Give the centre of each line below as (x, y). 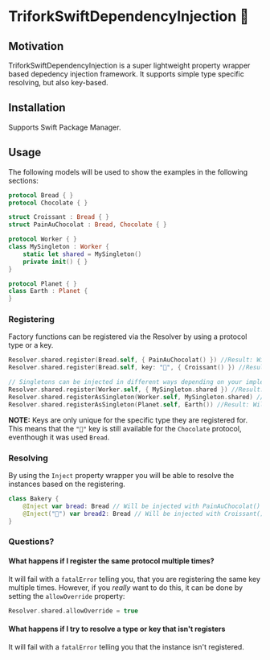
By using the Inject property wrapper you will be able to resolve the (121, 475)
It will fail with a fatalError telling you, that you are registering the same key (135, 579)
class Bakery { (34, 498)
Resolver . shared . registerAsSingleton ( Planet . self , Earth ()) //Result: (129, 404)
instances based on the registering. (67, 484)
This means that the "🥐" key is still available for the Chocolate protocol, (125, 428)
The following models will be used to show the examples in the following (128, 171)
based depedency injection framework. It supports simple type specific (127, 74)
